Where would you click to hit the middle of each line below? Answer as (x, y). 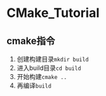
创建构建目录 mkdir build (53, 59)
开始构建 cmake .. (42, 77)
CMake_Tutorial (53, 13)
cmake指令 (31, 41)
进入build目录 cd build (49, 68)
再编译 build (34, 85)
